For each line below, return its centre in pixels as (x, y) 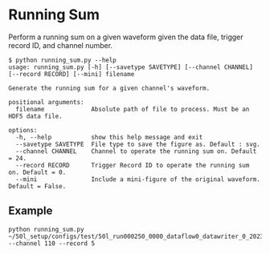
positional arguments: (46, 102)
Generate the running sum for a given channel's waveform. (109, 88)
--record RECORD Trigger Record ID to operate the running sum (133, 165)
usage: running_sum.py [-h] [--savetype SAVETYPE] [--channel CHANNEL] (131, 67)
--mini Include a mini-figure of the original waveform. (138, 179)
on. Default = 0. (37, 172)
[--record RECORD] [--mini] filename (72, 74)
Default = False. (37, 186)
